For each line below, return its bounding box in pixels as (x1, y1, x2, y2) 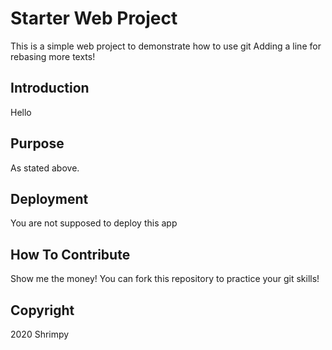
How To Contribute (10, 246, 131, 263)
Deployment (10, 190, 89, 207)
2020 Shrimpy (10, 328, 70, 340)
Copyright (10, 302, 75, 319)
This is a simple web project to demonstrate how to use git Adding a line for (10, 40, 322, 52)
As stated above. (10, 162, 80, 174)
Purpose (10, 135, 65, 152)
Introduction (10, 80, 90, 97)
